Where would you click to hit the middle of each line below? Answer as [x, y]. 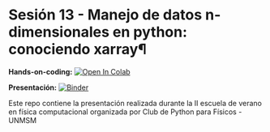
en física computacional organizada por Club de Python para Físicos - [125, 112]
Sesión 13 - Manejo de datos [105, 15]
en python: [150, 32]
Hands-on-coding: [41, 71]
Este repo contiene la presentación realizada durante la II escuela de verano [135, 103]
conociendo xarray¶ [78, 49]
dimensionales [59, 32]
